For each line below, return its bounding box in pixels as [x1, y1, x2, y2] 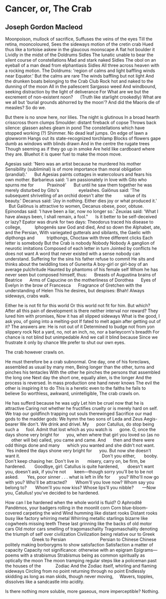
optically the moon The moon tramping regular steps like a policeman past [5, 558, 157, 563]
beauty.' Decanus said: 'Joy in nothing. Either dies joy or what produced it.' [5, 198, 157, 204]
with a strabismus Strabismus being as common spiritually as [20, 552, 145, 558]
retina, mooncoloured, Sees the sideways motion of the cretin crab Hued [5, 41, 154, 47]
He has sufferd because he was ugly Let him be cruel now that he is [5, 400, 144, 406]
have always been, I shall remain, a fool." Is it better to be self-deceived [5, 214, 157, 219]
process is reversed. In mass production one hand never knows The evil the [5, 380, 160, 386]
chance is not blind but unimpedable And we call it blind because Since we [5, 334, 158, 340]
